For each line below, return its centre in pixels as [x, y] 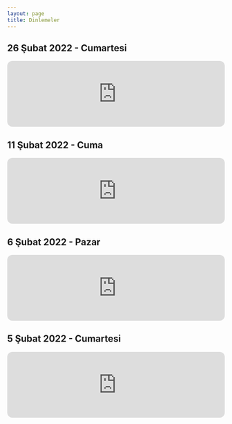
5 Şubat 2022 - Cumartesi [64, 339]
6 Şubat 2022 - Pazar [54, 242]
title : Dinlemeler [33, 20]
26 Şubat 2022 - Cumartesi [67, 48]
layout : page [26, 14]
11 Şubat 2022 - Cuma [55, 145]
